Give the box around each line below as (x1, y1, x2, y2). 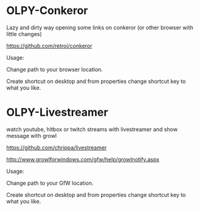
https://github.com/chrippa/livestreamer (6, 144, 107, 151)
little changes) (6, 30, 43, 37)
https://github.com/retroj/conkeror (6, 42, 93, 49)
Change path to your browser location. (6, 65, 103, 73)
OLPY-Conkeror (6, 4, 88, 18)
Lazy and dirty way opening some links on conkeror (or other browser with (6, 24, 194, 31)
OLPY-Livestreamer (6, 105, 108, 120)
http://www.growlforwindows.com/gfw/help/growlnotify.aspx (6, 156, 159, 163)
